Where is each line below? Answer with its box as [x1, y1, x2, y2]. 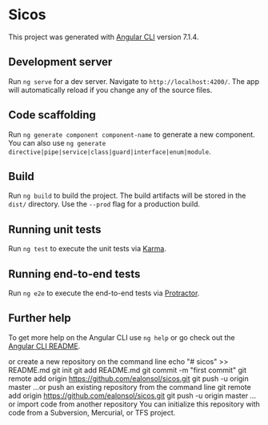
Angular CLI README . [8, 341, 81, 351]
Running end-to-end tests [8, 267, 141, 281]
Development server [8, 55, 113, 69]
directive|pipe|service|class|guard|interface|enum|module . [8, 146, 211, 156]
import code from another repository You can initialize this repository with [17, 399, 260, 409]
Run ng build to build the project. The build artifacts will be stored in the [8, 190, 246, 201]
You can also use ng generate [8, 138, 106, 147]
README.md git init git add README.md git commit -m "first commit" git [8, 365, 246, 375]
